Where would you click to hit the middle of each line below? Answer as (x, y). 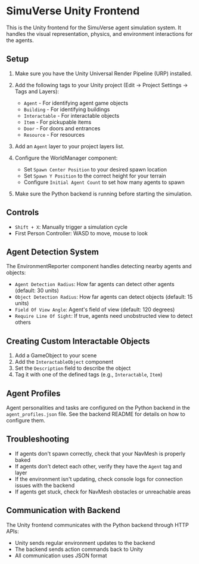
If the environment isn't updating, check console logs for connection (99, 479)
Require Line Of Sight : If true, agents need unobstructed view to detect (104, 316)
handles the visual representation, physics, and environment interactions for (99, 33)
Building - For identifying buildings (67, 109)
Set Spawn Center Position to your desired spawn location (95, 169)
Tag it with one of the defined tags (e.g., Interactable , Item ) (88, 375)
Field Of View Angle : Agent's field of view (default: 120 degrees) (95, 309)
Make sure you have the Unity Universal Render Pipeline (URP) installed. (103, 73)
